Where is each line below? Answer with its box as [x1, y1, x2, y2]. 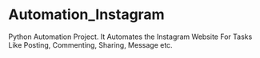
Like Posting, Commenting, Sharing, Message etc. [8, 40, 174, 49]
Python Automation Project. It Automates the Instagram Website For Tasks [8, 32, 253, 41]
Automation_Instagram [8, 6, 166, 24]
